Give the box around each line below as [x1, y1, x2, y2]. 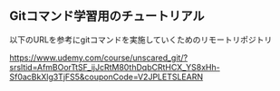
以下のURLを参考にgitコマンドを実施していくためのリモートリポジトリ [9, 34, 273, 45]
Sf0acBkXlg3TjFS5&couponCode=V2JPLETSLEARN [9, 71, 204, 82]
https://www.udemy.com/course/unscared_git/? [9, 52, 188, 63]
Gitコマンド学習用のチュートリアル [9, 8, 205, 24]
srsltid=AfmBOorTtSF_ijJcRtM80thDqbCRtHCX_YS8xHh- [9, 61, 220, 72]
